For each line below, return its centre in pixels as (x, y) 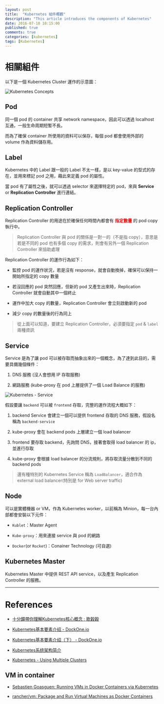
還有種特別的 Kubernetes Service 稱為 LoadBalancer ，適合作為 (80, 474)
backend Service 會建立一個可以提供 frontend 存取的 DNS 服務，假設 (82, 415)
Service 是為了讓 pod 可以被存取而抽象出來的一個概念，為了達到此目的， (78, 358)
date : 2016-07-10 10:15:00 (32, 23)
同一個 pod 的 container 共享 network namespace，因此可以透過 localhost (80, 119)
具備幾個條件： (24, 364)
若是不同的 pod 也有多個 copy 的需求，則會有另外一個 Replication (83, 243)
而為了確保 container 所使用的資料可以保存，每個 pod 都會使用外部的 (74, 136)
